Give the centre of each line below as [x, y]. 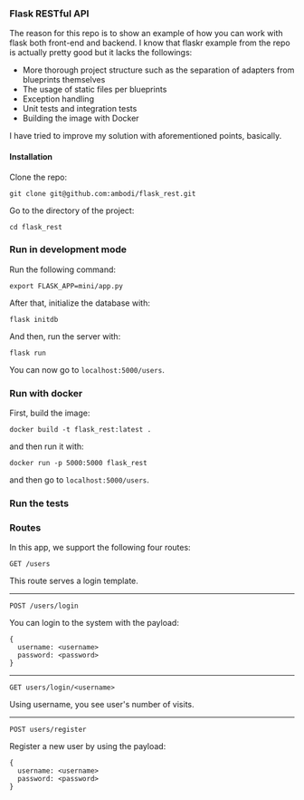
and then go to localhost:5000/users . [79, 480]
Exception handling [58, 99]
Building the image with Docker [81, 118]
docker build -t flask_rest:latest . [81, 430]
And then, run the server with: [65, 336]
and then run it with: [47, 446]
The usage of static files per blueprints [95, 90]
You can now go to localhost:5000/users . [87, 369]
